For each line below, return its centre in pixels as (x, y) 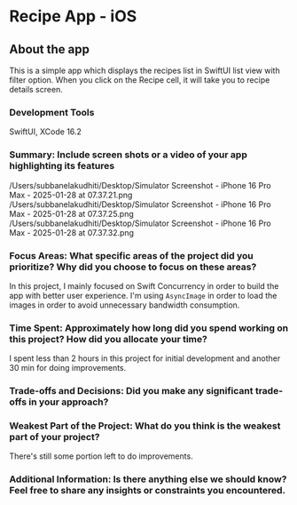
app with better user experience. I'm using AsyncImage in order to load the (143, 295)
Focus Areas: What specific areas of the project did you (132, 255)
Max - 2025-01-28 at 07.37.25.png (72, 213)
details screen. (36, 89)
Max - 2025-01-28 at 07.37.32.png (72, 232)
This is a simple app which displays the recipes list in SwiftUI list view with (145, 70)
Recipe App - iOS (73, 16)
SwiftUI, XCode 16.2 (46, 132)
